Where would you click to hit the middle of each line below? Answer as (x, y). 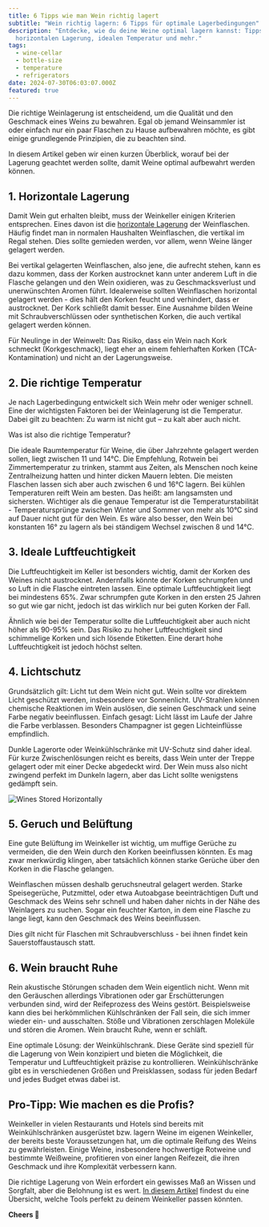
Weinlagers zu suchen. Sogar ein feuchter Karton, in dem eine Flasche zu (129, 910)
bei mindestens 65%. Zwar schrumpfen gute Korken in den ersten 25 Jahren (134, 597)
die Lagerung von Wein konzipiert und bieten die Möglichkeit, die (115, 1054)
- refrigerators (42, 75)
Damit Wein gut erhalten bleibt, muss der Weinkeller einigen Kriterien (122, 216)
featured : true (34, 90)
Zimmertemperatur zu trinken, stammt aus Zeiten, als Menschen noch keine (133, 467)
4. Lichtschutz (45, 672)
